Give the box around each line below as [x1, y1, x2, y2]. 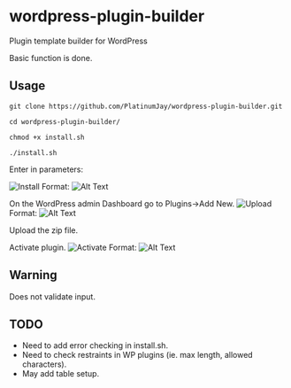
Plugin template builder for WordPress [9, 35, 148, 46]
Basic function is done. [9, 52, 93, 63]
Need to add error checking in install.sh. [21, 340, 169, 351]
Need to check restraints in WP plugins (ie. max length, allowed [21, 350, 254, 361]
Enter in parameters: [9, 164, 84, 175]
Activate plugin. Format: [9, 242, 137, 252]
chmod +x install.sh [9, 133, 86, 142]
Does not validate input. [9, 291, 96, 302]
